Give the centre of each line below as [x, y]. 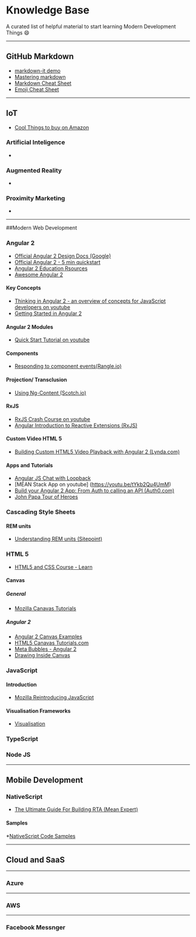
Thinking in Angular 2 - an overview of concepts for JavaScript [90, 301]
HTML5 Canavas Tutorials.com [52, 643]
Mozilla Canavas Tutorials [45, 608]
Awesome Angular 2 [38, 274]
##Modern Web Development [42, 228]
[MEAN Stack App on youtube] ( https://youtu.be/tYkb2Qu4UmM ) [93, 484]
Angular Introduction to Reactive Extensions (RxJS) [76, 425]
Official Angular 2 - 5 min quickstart [57, 262]
